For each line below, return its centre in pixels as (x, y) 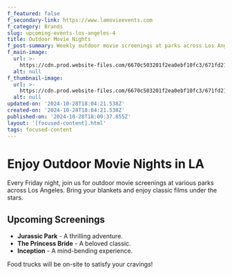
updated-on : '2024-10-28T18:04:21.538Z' (66, 104)
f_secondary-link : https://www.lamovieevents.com (80, 20)
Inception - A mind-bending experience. (75, 251)
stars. (15, 197)
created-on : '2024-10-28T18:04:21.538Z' (66, 110)
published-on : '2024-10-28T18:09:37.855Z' (69, 116)
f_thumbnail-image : (35, 78)
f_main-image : (28, 53)
